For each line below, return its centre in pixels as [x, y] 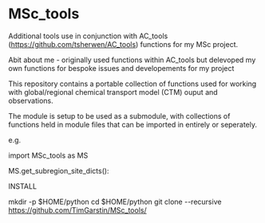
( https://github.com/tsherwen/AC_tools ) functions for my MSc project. [123, 44]
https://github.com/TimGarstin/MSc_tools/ [77, 210]
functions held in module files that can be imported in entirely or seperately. [133, 124]
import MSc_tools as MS [48, 155]
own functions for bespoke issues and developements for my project [121, 68]
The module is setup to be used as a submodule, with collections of [119, 115]
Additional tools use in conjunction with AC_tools [88, 36]
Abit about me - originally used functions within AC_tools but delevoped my [132, 60]
